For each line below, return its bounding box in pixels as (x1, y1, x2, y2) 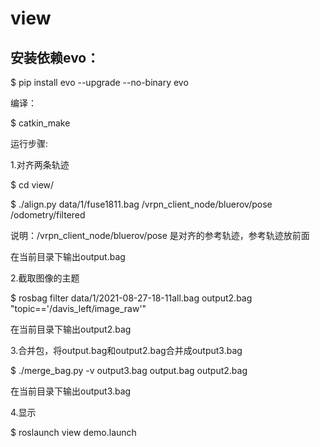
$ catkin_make (10, 117, 71, 129)
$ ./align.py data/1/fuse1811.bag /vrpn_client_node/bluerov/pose (10, 198, 273, 210)
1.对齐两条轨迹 (10, 159, 70, 171)
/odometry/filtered (10, 209, 86, 221)
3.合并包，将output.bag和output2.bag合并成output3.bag (10, 345, 243, 356)
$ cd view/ (10, 179, 55, 191)
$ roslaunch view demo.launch (10, 427, 137, 438)
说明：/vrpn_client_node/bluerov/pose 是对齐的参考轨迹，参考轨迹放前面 (10, 230, 310, 241)
